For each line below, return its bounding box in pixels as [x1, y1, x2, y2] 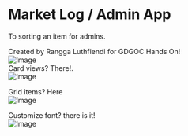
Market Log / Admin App [8, 6, 171, 24]
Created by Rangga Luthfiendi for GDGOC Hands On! [8, 46, 181, 56]
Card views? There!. [8, 63, 73, 72]
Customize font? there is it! [8, 110, 96, 119]
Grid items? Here [8, 86, 63, 96]
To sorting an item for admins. [8, 31, 106, 41]
